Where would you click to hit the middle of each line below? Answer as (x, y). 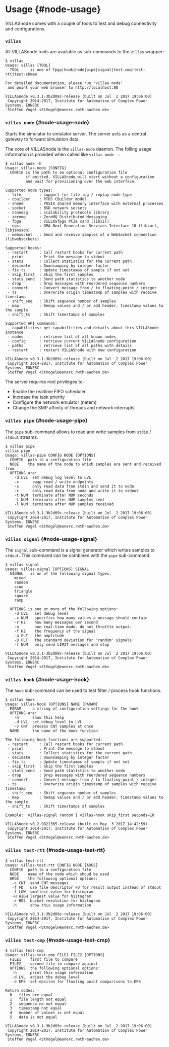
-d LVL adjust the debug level (46, 978)
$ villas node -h (23, 163)
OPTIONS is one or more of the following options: (64, 609)
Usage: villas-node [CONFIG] (36, 168)
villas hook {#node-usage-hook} (47, 680)
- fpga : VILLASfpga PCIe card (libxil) (58, 221)
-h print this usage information (53, 973)
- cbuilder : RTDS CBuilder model (47, 199)
